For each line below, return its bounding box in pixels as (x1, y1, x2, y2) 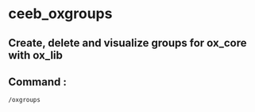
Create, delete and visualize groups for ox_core (8, 36, 247, 50)
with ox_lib (8, 48, 64, 62)
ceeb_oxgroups (8, 5, 113, 23)
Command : (8, 75, 68, 88)
